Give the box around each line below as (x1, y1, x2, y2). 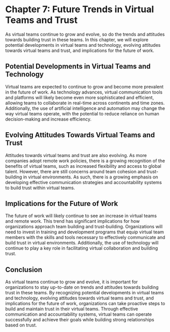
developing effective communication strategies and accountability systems (5, 179, 162, 185)
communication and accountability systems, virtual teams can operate (5, 311, 152, 317)
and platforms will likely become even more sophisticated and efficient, (5, 94, 154, 100)
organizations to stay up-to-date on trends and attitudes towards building (5, 284, 159, 290)
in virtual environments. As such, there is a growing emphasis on (23, 174, 158, 180)
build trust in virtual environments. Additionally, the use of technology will (5, 240, 159, 246)
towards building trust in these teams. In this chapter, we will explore (5, 37, 149, 43)
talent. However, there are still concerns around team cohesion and (5, 168, 146, 174)
